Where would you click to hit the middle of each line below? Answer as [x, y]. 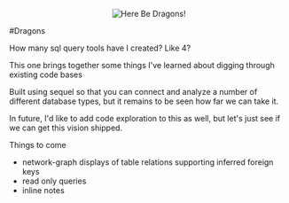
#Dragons [27, 31]
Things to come [38, 145]
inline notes [43, 190]
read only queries [54, 181]
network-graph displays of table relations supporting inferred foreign [148, 162]
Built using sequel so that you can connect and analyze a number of [133, 92]
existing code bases [46, 74]
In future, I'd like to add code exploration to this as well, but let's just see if [145, 118]
